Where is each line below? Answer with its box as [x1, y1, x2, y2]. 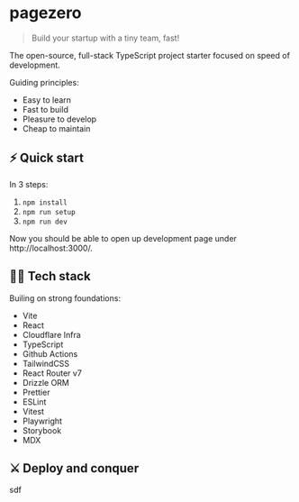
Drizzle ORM [22, 377, 70, 388]
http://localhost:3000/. [9, 242, 93, 253]
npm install [22, 197, 68, 207]
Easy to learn [22, 94, 72, 105]
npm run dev [22, 217, 68, 226]
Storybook [22, 424, 62, 435]
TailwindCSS [22, 358, 70, 369]
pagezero [9, 3, 83, 23]
